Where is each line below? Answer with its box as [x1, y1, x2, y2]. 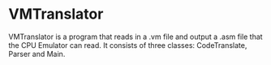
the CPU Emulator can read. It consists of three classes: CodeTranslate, [8, 40, 247, 50]
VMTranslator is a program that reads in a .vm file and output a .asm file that [8, 32, 263, 41]
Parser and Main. [8, 49, 66, 58]
